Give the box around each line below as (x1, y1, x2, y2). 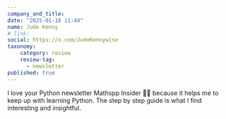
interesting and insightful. (7, 104, 81, 112)
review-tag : (20, 56, 55, 63)
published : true (7, 69, 55, 76)
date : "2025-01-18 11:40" (7, 17, 83, 24)
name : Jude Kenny (7, 23, 59, 30)
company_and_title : (7, 10, 65, 18)
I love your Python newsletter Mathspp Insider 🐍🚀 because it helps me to (7, 89, 219, 97)
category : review (20, 50, 71, 57)
